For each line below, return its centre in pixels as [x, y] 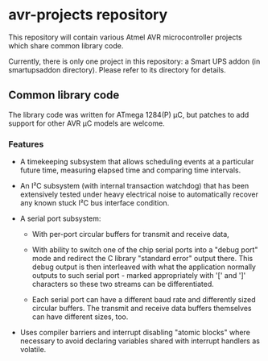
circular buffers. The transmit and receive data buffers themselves [142, 309]
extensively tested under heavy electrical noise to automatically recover [139, 194]
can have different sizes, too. [80, 317]
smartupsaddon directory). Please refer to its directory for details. [118, 69]
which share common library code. [66, 45]
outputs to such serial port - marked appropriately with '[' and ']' [139, 276]
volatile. [33, 350]
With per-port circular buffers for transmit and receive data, [130, 234]
